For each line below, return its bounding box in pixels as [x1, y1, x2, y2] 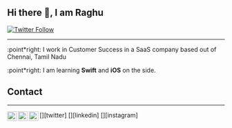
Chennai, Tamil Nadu [7, 53, 67, 61]
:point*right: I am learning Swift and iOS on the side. [7, 66, 157, 74]
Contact [7, 86, 43, 98]
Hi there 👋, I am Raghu [7, 7, 104, 19]
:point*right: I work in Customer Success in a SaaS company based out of [7, 45, 217, 53]
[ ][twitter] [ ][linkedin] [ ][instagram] [39, 111, 138, 119]
